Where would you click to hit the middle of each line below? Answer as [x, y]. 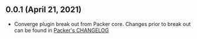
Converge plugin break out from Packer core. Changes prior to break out [102, 24]
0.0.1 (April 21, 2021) [44, 10]
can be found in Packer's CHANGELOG [61, 30]
